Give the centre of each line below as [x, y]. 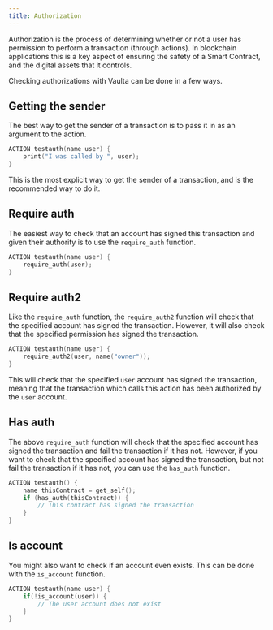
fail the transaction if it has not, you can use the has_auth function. [119, 468]
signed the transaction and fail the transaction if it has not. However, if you [133, 451]
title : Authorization [45, 16]
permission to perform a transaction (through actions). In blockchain [123, 47]
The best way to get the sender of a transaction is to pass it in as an [122, 126]
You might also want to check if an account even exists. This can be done [132, 565]
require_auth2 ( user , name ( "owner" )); [87, 357]
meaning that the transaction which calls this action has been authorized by [135, 388]
